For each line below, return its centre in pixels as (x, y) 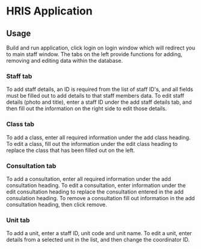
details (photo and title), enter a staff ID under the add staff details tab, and (99, 102)
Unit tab (18, 220)
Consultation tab (31, 166)
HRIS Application (49, 11)
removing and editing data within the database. (65, 61)
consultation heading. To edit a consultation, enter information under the (96, 185)
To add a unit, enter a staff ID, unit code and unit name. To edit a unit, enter (99, 233)
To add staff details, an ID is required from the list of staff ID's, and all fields (100, 89)
